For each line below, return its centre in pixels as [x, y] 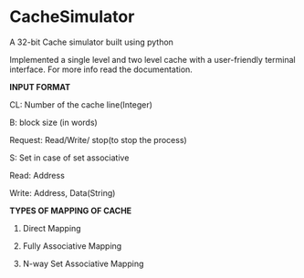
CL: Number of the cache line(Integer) [81, 104]
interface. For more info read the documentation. [101, 69]
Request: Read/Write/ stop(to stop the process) [98, 139]
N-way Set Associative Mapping [83, 263]
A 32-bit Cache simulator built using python [91, 42]
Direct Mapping [52, 228]
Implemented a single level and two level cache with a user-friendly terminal [152, 59]
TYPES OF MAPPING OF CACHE [71, 211]
